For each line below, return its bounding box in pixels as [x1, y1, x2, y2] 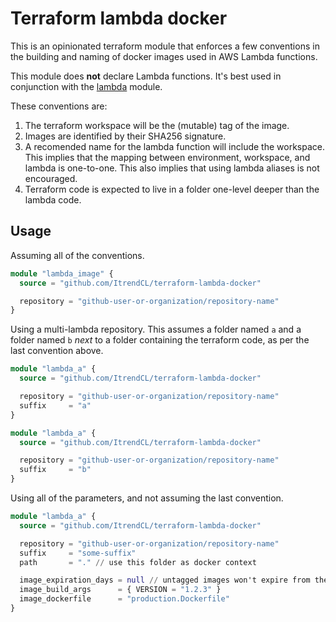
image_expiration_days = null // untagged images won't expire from [19, 575, 311, 586]
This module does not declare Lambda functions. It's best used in [10, 70, 282, 82]
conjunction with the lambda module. [10, 80, 163, 92]
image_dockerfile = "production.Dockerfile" [19, 594, 230, 604]
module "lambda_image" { [10, 268, 114, 279]
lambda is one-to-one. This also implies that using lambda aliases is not [24, 162, 320, 174]
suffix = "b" [19, 465, 92, 475]
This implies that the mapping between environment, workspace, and [24, 151, 311, 163]
